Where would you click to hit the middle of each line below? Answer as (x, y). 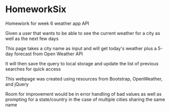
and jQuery (17, 84)
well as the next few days (32, 39)
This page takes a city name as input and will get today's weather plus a (81, 48)
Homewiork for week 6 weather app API (47, 23)
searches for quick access (33, 69)
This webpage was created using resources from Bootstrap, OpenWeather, (84, 79)
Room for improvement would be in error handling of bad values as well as (83, 94)
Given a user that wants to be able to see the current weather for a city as (83, 33)
